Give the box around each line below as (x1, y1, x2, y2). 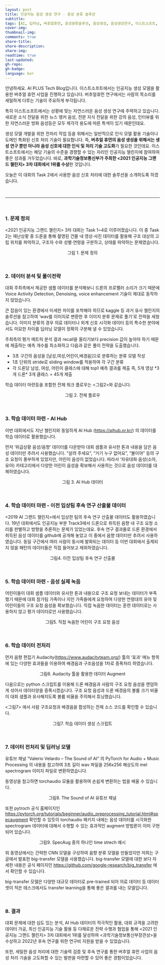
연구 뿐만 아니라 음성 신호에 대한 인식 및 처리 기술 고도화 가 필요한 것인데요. (10, 143, 151, 149)
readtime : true (5, 53, 36, 58)
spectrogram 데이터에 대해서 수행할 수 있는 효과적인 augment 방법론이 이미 (5, 823, 151, 828)
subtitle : (5, 16, 26, 21)
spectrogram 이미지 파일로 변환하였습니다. (5, 768, 87, 773)
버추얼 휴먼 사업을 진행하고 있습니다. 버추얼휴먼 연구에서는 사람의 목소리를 (14, 91, 156, 97)
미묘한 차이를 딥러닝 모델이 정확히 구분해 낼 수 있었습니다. (14, 326, 124, 332)
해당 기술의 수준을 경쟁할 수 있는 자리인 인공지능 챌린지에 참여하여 (34, 149, 160, 155)
